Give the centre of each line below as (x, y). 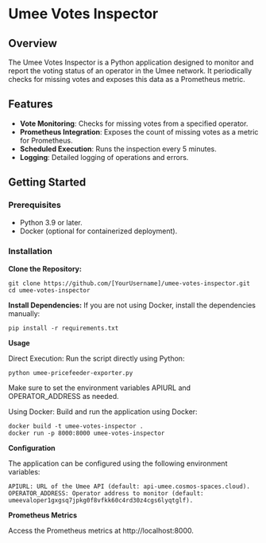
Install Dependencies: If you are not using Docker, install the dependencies (132, 305)
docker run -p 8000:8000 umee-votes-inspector (87, 433)
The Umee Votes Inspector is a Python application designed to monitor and (131, 62)
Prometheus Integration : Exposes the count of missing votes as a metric (139, 131)
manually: (24, 313)
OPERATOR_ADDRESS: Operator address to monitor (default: (106, 493)
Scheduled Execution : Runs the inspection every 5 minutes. (118, 149)
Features (31, 104)
